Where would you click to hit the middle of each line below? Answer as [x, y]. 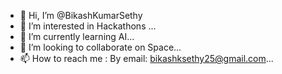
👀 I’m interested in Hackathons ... [88, 26]
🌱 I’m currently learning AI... [77, 36]
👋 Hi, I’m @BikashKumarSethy [81, 15]
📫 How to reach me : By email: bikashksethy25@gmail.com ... [146, 58]
